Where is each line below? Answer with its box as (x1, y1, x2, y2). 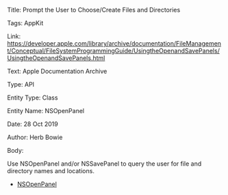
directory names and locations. (7, 167, 94, 175)
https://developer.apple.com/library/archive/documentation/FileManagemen (7, 40, 221, 47)
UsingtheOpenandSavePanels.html (7, 54, 105, 62)
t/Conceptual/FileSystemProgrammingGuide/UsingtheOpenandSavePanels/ (7, 47, 220, 55)
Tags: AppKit (7, 19, 44, 27)
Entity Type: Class (7, 93, 58, 102)
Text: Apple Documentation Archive (7, 67, 107, 75)
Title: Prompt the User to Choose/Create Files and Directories (7, 6, 181, 14)
